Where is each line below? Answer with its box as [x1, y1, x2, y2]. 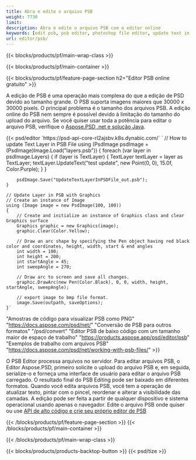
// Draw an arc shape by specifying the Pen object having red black [16, 238, 190, 244]
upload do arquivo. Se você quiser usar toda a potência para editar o [6, 117, 171, 123]
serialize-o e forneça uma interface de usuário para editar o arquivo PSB [6, 370, 181, 377]
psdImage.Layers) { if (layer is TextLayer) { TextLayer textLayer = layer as [6, 153, 183, 160]
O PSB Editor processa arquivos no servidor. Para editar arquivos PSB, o [6, 358, 180, 365]
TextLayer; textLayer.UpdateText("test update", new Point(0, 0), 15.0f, [6, 159, 173, 166]
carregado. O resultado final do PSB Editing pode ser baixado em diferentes [6, 376, 189, 383]
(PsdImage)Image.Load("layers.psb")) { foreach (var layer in [6, 147, 151, 154]
